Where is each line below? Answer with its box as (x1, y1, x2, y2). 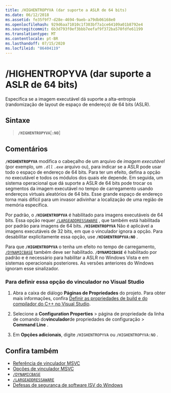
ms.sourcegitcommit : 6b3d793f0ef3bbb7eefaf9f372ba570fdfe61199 (5, 27, 143, 32)
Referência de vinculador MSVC (12, 360, 80, 366)
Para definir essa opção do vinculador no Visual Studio (5, 278, 144, 286)
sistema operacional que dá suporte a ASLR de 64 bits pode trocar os (5, 180, 153, 186)
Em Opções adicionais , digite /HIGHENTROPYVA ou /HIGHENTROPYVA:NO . (12, 332, 159, 338)
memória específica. (5, 202, 49, 208)
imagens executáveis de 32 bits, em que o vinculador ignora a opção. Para (5, 228, 163, 234)
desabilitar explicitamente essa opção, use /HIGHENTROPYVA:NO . (5, 234, 138, 240)
